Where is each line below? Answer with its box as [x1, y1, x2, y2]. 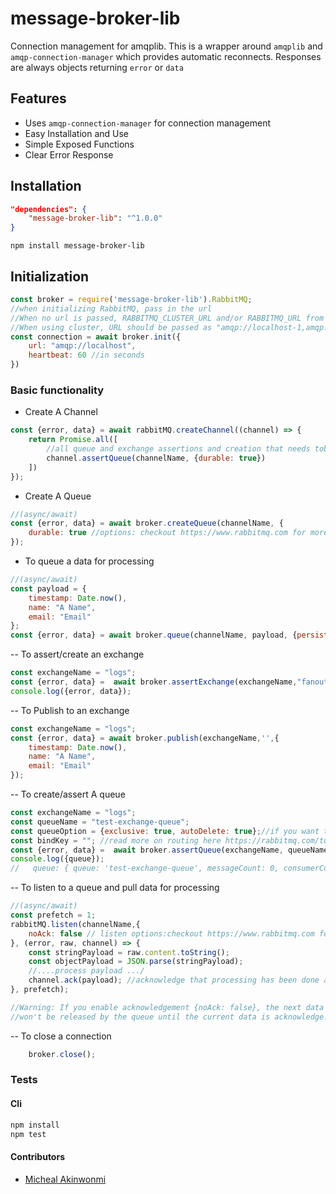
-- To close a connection [10, 1030, 112, 1042]
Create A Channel [24, 406, 98, 418]
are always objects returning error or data [10, 61, 184, 73]
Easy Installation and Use [24, 127, 130, 139]
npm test [10, 1129, 47, 1139]
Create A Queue [24, 490, 92, 502]
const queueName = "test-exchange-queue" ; [10, 817, 190, 827]
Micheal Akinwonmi [24, 1173, 107, 1185]
